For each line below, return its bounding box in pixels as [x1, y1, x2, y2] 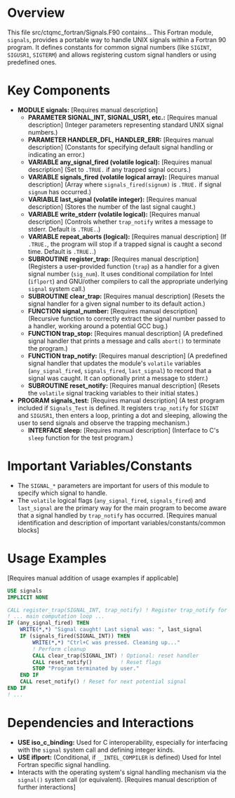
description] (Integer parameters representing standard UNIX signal [27, 121, 224, 129]
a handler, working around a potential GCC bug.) [27, 321, 168, 330]
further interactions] [17, 783, 76, 791]
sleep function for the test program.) [27, 433, 133, 442]
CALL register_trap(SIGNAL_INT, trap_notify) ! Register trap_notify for [7, 607, 228, 614]
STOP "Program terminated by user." [32, 665, 140, 672]
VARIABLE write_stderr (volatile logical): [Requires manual [27, 210, 200, 218]
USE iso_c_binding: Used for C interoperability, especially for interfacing [17, 738, 228, 746]
